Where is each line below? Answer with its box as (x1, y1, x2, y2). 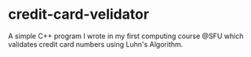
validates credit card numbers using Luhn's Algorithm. (8, 39, 184, 48)
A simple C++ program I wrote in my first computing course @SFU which (8, 31, 244, 41)
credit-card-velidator (8, 5, 150, 23)
